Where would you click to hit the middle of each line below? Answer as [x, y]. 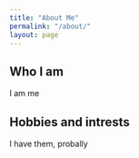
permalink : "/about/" [50, 26]
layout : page [34, 35]
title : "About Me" [44, 18]
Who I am [36, 71]
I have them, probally [49, 143]
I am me [25, 94]
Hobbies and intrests [69, 122]
